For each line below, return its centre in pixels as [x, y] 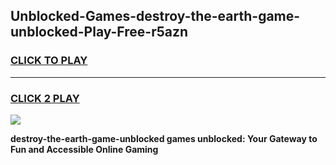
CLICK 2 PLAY [45, 98]
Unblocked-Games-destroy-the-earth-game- [155, 16]
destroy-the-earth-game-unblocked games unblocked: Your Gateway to [164, 138]
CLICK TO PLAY [49, 61]
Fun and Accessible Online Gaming [84, 149]
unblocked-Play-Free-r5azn [99, 32]
